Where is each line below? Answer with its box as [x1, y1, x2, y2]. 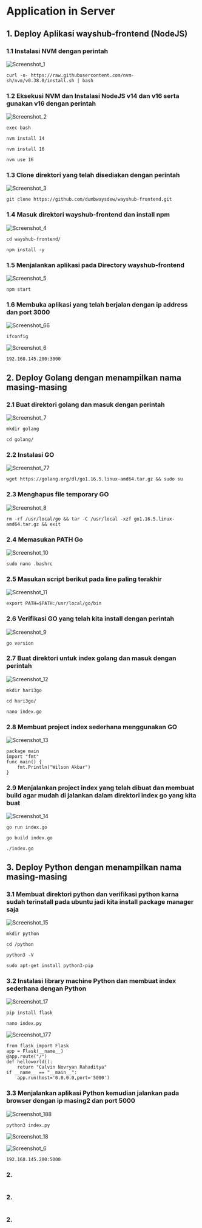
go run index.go [6, 824, 47, 831]
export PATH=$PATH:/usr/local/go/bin [6, 600, 102, 606]
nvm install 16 [6, 146, 45, 153]
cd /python [6, 942, 34, 948]
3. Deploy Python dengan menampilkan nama [6, 862, 182, 872]
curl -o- [6, 72, 29, 78]
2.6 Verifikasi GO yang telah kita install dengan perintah [6, 614, 175, 623]
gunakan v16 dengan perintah [6, 99, 96, 108]
